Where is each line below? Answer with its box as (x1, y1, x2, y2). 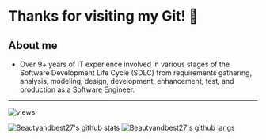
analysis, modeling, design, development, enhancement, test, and (19, 77, 234, 85)
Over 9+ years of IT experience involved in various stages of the (19, 59, 230, 69)
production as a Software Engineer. (19, 85, 135, 94)
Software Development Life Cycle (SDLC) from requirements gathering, (19, 68, 252, 78)
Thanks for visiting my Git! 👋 (8, 7, 199, 25)
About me (8, 39, 58, 52)
